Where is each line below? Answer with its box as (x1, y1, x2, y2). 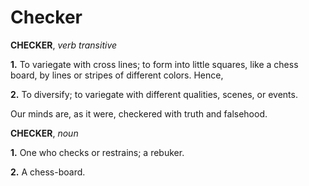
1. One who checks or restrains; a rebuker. (10, 146, 185, 158)
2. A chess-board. (10, 166, 86, 178)
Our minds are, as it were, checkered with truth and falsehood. (10, 107, 268, 120)
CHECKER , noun (10, 127, 79, 139)
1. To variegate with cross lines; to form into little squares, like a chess (10, 58, 299, 70)
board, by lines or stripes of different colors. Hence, (10, 69, 224, 81)
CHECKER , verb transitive (10, 39, 118, 51)
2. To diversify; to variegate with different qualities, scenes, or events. (10, 88, 298, 100)
